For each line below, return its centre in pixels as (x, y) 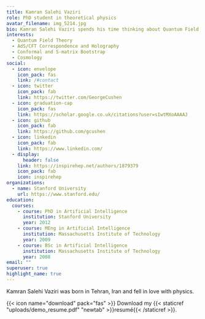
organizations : (26, 183)
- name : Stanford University (49, 189)
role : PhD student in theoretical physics (61, 18)
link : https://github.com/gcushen (61, 132)
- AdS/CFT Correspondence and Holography (66, 47)
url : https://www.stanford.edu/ (59, 194)
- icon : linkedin (34, 137)
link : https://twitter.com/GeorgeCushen (70, 97)
